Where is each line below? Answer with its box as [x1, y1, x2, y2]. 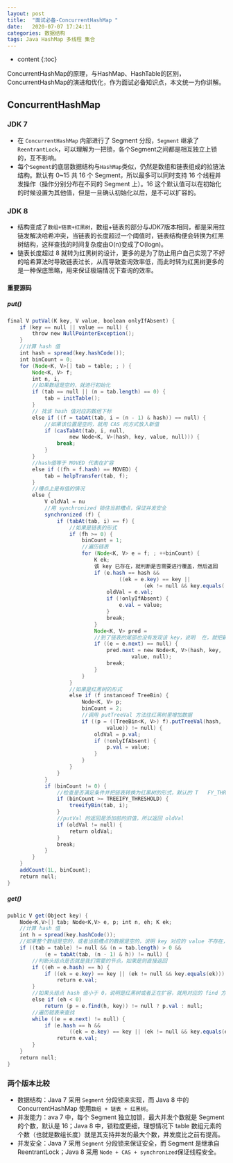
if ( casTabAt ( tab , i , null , [44, 427, 126, 434]
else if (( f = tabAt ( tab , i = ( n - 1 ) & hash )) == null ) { [32, 414, 207, 421]
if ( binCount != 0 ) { [44, 783, 107, 790]
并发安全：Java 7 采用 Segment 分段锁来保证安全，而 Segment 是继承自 [17, 1139, 220, 1147]
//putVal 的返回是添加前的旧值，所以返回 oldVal [56, 815, 184, 822]
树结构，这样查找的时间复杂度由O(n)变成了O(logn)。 [17, 241, 168, 249]
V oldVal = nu [44, 498, 85, 505]
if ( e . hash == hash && [94, 569, 159, 576]
